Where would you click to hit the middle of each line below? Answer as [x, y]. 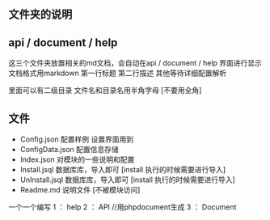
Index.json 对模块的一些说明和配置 [77, 159]
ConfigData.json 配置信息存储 [69, 150]
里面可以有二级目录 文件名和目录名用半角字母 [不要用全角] [105, 91]
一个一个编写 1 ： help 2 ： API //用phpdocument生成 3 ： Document [122, 207]
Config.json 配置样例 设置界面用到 [77, 139]
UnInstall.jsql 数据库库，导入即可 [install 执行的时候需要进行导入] [128, 180]
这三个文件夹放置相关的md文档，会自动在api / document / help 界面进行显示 [135, 63]
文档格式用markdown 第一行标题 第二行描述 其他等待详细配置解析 [118, 73]
